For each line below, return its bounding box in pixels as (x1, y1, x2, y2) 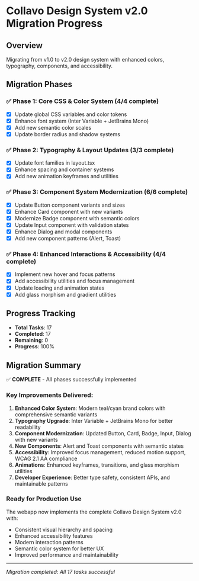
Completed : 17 (14, 330, 52, 338)
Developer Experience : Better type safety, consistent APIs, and (14, 474, 171, 481)
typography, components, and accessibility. (6, 62, 113, 69)
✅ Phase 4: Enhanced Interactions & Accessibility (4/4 (6, 250, 166, 258)
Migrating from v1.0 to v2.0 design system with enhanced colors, (6, 56, 165, 63)
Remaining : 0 (14, 336, 49, 344)
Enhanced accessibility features (14, 532, 93, 540)
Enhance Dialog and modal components (14, 228, 113, 235)
